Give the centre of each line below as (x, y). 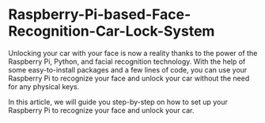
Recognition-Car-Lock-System (112, 31)
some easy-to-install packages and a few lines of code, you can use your (128, 69)
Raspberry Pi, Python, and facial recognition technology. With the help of (127, 61)
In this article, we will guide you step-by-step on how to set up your (118, 102)
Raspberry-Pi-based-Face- (100, 15)
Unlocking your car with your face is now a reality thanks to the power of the (133, 53)
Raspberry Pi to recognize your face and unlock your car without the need (129, 78)
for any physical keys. (44, 86)
